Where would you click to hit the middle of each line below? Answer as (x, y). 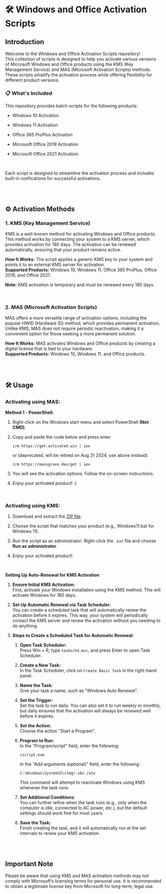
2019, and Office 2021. (28, 275)
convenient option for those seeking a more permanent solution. (71, 334)
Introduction (25, 42)
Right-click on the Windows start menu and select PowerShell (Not (81, 422)
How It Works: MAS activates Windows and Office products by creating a (80, 343)
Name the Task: (36, 686)
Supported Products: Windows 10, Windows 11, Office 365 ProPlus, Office (81, 270)
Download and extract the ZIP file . (47, 516)
